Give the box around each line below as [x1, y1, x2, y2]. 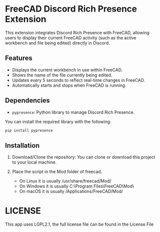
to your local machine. [12, 159, 57, 165]
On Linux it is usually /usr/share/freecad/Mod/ [19, 178, 112, 184]
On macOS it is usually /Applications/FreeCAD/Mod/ [19, 188, 123, 194]
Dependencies [5, 96, 50, 105]
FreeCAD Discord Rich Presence [5, 3, 137, 15]
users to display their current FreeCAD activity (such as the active [5, 35, 137, 41]
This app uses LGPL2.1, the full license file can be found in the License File [5, 221, 154, 227]
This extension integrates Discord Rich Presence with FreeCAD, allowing [5, 30, 149, 35]
